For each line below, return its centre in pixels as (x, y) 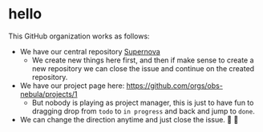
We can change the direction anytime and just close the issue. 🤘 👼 (129, 119)
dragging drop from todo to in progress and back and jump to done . (143, 111)
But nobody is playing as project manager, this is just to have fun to (143, 102)
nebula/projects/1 (49, 94)
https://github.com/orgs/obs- (174, 86)
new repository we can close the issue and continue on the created (143, 68)
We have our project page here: (72, 86)
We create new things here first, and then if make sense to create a (143, 60)
